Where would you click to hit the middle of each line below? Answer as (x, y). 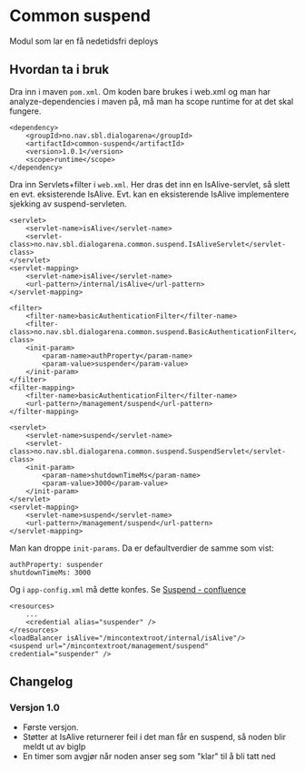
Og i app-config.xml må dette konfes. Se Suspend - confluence (128, 589)
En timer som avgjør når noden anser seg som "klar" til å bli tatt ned (149, 756)
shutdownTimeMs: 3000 (50, 573)
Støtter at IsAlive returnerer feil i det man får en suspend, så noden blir (154, 737)
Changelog (41, 682)
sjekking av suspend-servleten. (68, 203)
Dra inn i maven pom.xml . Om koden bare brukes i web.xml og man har (140, 91)
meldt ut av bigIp (54, 746)
